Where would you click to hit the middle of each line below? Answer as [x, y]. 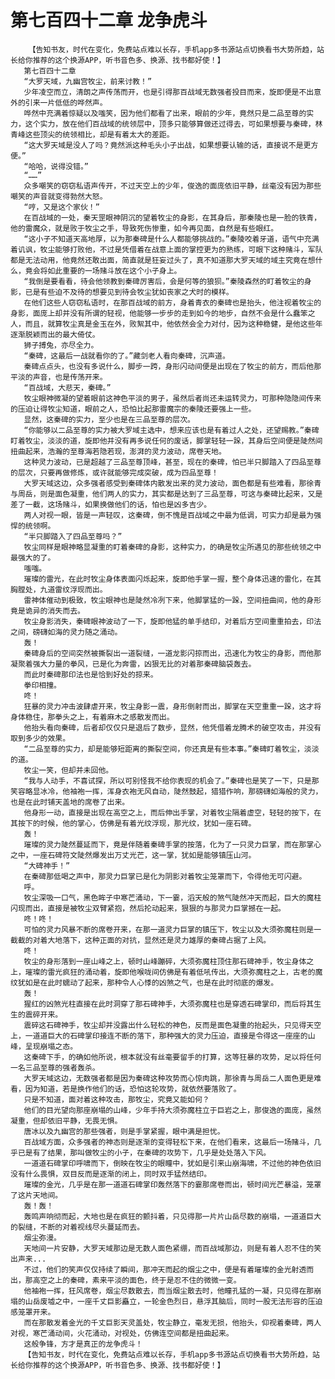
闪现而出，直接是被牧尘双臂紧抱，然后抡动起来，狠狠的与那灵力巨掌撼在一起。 [148, 908]
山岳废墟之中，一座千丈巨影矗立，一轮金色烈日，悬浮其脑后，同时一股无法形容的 [166, 1301]
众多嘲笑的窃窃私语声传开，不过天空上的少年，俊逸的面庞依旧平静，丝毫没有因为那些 [172, 186]
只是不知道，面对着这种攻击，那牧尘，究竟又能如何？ [116, 1099]
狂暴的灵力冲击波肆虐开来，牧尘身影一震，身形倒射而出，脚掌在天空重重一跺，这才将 [172, 706]
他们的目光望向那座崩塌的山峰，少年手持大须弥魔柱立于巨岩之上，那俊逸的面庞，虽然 [172, 1110]
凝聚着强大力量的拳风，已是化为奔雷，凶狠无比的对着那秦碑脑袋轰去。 [133, 664]
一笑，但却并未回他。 [76, 770]
